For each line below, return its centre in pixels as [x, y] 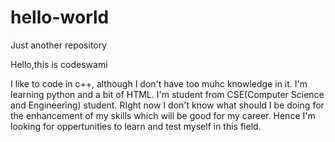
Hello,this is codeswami [59, 64]
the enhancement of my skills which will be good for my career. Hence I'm [163, 115]
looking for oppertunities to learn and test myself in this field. [136, 126]
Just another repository [59, 45]
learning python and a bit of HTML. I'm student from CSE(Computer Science [167, 94]
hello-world [60, 17]
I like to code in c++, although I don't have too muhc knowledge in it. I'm [159, 83]
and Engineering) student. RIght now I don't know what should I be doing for [167, 105]
